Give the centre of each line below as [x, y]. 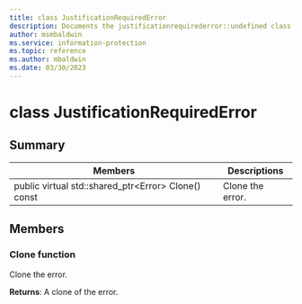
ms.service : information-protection [78, 43]
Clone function [43, 255]
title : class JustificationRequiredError [88, 18]
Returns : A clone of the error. [64, 291]
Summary [37, 145]
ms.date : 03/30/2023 [48, 68]
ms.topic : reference [48, 51]
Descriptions [256, 170]
